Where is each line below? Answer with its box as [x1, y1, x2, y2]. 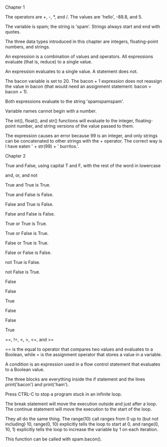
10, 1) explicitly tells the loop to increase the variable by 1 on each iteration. [5, 427, 159, 432]
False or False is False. [5, 249, 52, 255]
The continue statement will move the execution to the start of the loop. [5, 406, 152, 412]
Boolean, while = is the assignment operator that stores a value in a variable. [5, 352, 162, 357]
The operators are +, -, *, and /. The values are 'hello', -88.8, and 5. [5, 14, 143, 19]
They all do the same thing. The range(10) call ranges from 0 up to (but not [5, 416, 159, 422]
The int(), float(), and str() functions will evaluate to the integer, [5, 118, 135, 124]
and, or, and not [5, 172, 38, 178]
